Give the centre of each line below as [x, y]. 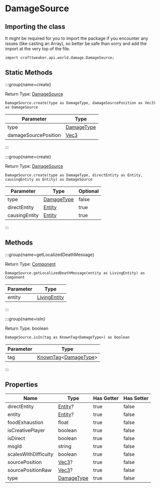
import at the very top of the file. [38, 49]
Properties [21, 385]
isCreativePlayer [26, 430]
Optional [89, 191]
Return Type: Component [30, 264]
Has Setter [136, 398]
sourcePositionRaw [30, 470]
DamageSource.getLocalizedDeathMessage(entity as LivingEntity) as [75, 273]
